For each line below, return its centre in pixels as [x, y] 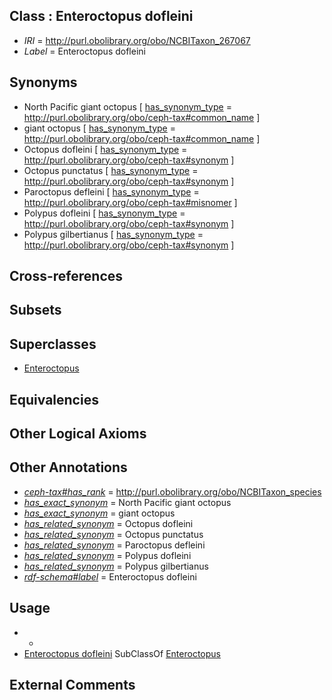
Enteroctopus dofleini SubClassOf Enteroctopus [122, 653]
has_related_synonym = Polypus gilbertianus [116, 566]
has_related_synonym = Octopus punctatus [113, 534]
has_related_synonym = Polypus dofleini [107, 555]
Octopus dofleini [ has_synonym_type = [105, 149]
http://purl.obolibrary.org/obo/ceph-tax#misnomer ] [130, 202]
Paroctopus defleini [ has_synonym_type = [111, 191]
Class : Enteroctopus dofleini [101, 16]
